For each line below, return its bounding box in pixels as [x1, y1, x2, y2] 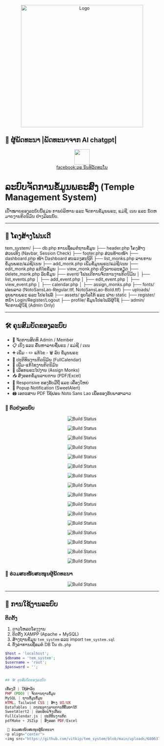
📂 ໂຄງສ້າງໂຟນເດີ [5, 232, 51, 240]
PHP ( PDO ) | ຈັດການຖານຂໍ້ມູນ [5, 691, 56, 696]
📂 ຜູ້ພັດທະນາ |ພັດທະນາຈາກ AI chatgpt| [5, 136, 117, 144]
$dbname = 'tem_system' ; [5, 655, 56, 660]
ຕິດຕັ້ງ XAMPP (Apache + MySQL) [12, 631, 79, 637]
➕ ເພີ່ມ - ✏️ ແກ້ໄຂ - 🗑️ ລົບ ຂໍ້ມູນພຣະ [12, 350, 79, 356]
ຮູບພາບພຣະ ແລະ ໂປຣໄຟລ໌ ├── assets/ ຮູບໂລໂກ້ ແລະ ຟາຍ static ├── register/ [5, 292, 155, 298]
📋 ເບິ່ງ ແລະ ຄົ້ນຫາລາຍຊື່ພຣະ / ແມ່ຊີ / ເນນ [12, 343, 90, 349]
